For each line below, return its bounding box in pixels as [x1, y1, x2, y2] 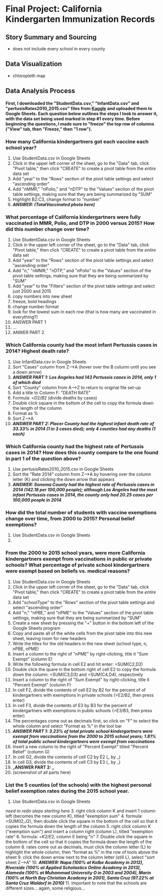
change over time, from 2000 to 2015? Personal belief [5, 515, 135, 522]
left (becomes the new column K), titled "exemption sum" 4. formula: [5, 813, 143, 819]
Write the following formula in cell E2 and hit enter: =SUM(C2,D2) [12, 661, 143, 667]
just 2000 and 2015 [12, 288, 51, 294]
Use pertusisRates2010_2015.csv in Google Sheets [12, 466, 114, 472]
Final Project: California [5, 3, 102, 15]
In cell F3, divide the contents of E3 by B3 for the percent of [12, 702, 132, 708]
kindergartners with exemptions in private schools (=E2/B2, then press [12, 692, 154, 698]
